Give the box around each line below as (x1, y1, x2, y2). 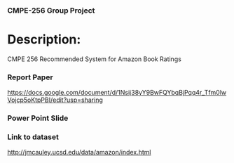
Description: (7, 32, 81, 48)
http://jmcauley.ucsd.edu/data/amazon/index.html (7, 148, 151, 157)
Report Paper (7, 72, 54, 82)
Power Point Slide (7, 113, 69, 123)
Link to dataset (7, 132, 60, 142)
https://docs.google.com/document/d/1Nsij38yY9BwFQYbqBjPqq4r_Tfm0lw (7, 89, 227, 97)
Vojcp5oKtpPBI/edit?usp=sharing (7, 96, 104, 104)
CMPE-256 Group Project (7, 6, 95, 15)
